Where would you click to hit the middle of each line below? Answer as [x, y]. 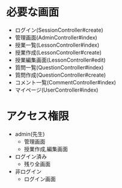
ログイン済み [31, 156]
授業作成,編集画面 [46, 149]
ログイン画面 [40, 179]
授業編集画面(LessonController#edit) [60, 60]
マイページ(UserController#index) [56, 90]
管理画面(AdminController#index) [56, 37]
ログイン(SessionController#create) [59, 30]
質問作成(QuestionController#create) [60, 75]
